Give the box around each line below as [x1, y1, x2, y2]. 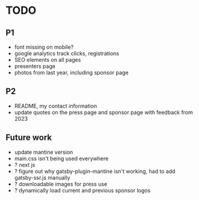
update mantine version [14, 148, 73, 156]
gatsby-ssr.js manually [14, 174, 70, 181]
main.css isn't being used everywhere [14, 154, 109, 162]
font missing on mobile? [14, 43, 74, 50]
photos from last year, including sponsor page [14, 69, 129, 76]
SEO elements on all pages [14, 56, 81, 63]
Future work [5, 133, 52, 143]
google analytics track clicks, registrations [14, 50, 120, 57]
